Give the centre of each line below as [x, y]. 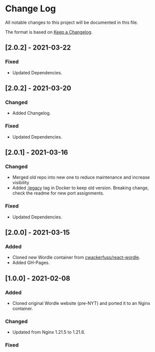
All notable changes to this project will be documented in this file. [72, 22]
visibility [21, 183]
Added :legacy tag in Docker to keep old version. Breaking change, [80, 188]
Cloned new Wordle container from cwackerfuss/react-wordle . [76, 257]
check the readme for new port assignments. [58, 193]
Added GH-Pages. [31, 263]
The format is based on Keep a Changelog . [49, 32]
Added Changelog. [31, 113]
